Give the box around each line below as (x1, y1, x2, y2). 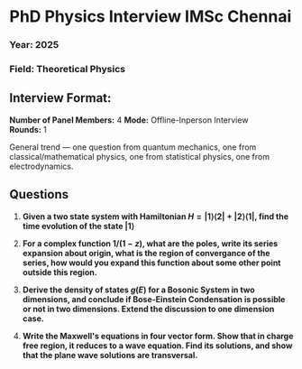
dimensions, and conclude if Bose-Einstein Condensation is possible (22, 293, 286, 304)
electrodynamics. (9, 161, 74, 171)
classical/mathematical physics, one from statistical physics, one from (9, 151, 270, 161)
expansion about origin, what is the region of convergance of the (22, 247, 270, 258)
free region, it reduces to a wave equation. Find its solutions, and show (22, 340, 293, 351)
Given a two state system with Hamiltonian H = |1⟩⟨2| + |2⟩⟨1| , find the (22, 210, 289, 222)
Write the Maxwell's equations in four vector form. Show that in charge (22, 330, 294, 341)
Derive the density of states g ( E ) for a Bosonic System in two (22, 284, 255, 295)
